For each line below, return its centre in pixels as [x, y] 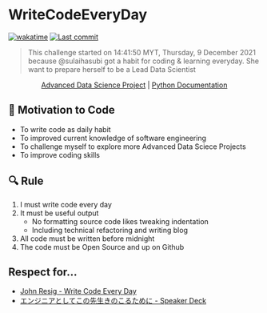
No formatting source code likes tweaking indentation [120, 221]
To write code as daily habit [65, 129]
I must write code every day [66, 204]
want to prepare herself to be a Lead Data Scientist [112, 69]
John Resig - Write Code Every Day [78, 291]
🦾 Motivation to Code [62, 110]
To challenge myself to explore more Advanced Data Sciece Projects [133, 146]
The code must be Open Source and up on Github [102, 247]
